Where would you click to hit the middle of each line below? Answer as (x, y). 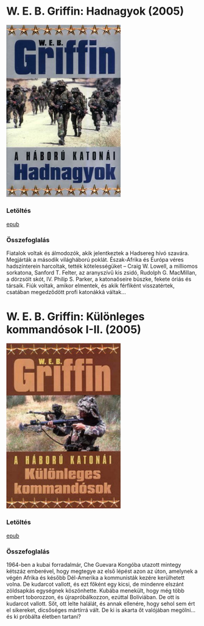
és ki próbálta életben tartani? (44, 616)
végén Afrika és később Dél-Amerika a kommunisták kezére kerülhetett (96, 577)
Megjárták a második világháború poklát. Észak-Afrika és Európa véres (95, 259)
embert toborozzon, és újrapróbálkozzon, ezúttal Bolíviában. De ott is (93, 597)
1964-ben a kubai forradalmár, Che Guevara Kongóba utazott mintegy (94, 564)
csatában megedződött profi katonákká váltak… (66, 292)
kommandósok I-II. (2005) (74, 330)
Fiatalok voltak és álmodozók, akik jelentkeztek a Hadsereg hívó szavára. (98, 253)
